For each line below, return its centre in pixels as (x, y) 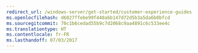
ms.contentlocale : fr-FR (38, 35)
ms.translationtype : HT (37, 29)
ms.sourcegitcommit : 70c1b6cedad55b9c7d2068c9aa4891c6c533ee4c (88, 23)
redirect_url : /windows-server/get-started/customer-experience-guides (99, 12)
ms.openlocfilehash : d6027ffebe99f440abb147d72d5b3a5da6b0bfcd (88, 18)
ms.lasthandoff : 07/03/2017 (42, 40)
